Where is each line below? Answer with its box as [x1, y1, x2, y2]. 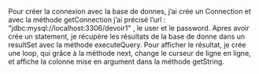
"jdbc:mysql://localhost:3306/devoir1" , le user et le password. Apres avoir [8, 24, 250, 32]
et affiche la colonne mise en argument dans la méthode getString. [8, 57, 224, 66]
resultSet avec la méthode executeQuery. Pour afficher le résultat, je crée [8, 40, 246, 50]
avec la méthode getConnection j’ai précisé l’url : [8, 15, 166, 24]
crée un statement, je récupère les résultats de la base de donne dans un [8, 31, 246, 41]
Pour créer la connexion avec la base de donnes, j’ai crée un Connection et [8, 7, 252, 16]
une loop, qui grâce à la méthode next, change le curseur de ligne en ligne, [8, 49, 252, 57]
